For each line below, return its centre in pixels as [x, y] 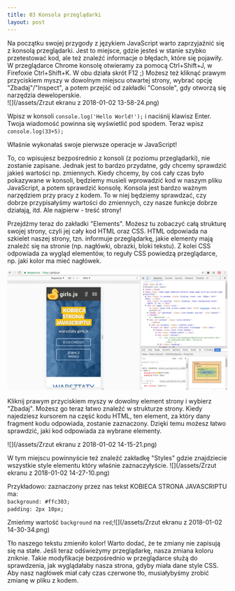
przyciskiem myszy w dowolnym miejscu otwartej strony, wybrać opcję [110, 80]
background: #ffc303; [39, 502]
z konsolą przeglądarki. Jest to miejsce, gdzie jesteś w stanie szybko [107, 50]
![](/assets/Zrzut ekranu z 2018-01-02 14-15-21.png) [82, 445]
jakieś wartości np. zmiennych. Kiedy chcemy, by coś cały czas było [106, 173]
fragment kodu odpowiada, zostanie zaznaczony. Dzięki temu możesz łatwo [116, 424]
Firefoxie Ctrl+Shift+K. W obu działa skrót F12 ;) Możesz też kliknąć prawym [116, 73]
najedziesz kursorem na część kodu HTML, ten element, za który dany [109, 416]
